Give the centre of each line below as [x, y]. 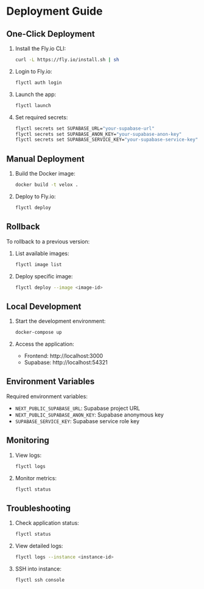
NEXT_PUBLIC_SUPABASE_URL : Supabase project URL [77, 408]
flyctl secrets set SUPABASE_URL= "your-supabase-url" [85, 128]
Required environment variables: [47, 396]
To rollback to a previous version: [48, 241]
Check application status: [47, 523]
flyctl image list [38, 264]
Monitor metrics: [36, 478]
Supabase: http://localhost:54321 [66, 363]
